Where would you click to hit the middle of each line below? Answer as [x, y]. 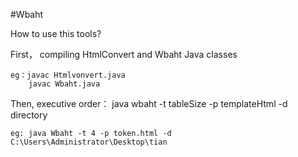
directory [29, 115]
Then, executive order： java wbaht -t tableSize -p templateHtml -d [149, 103]
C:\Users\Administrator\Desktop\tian [89, 142]
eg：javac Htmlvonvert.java [68, 75]
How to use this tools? [56, 33]
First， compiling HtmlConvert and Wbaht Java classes [124, 54]
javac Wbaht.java [64, 84]
